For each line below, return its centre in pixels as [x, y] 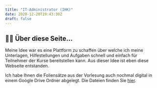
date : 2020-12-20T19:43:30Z [34, 14]
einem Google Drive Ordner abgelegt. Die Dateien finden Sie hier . [71, 81]
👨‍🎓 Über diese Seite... [39, 38]
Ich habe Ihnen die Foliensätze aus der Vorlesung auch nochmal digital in [79, 75]
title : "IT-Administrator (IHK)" [39, 10]
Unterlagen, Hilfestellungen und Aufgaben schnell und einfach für [71, 55]
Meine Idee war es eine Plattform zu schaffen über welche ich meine [74, 50]
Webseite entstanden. [27, 66]
